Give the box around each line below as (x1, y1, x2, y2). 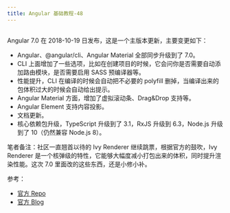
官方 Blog (16, 198, 45, 206)
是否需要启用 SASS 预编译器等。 (53, 68, 146, 76)
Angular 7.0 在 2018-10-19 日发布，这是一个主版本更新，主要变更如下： (7, 36, 208, 45)
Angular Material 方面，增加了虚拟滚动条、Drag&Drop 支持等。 (16, 94, 196, 102)
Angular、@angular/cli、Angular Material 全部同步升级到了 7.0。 (16, 51, 199, 59)
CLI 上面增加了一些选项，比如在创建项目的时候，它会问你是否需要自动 (16, 60, 215, 68)
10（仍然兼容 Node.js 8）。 (30, 128, 106, 137)
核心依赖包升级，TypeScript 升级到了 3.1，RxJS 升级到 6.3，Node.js (16, 120, 209, 128)
